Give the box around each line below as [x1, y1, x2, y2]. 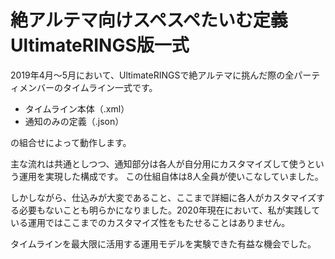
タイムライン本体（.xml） [24, 102, 130, 115]
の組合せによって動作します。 [10, 136, 132, 148]
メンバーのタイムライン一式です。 [18, 81, 158, 93]
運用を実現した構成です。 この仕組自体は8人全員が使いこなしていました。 [18, 170, 324, 182]
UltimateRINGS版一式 [10, 34, 190, 57]
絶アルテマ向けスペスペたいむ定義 [10, 9, 288, 32]
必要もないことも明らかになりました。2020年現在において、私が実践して [18, 204, 321, 216]
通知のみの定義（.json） [24, 115, 125, 127]
